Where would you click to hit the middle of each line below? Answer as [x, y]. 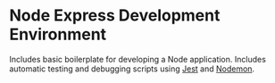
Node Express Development [115, 16]
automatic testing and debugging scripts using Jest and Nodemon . [132, 69]
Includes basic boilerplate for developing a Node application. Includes [137, 59]
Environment [58, 34]
